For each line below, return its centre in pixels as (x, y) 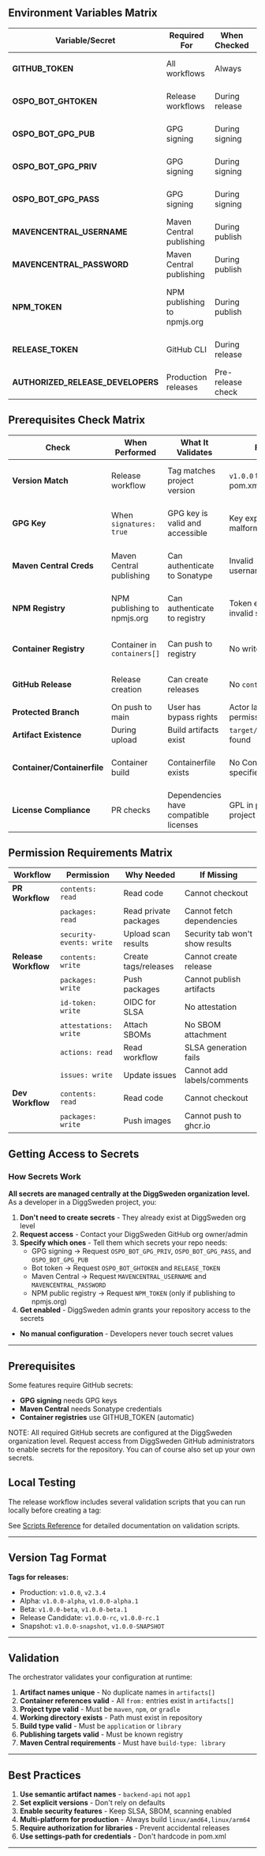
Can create (188, 679)
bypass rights (193, 717)
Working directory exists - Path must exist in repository (111, 1717)
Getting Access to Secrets (74, 1154)
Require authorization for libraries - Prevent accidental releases (125, 1828)
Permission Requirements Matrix (91, 853)
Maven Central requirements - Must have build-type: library (123, 1743)
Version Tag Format (58, 1558)
